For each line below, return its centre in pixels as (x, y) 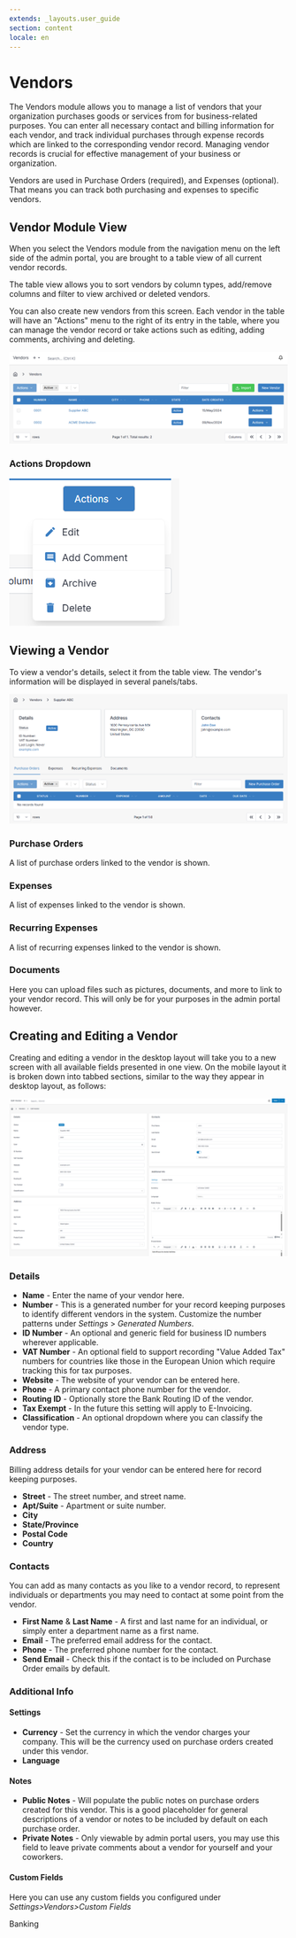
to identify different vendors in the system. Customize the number (142, 1314)
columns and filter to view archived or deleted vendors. (110, 294)
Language (41, 1761)
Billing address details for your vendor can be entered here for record (136, 1469)
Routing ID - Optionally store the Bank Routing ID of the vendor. (137, 1399)
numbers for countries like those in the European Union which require (148, 1361)
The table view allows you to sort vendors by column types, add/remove (140, 284)
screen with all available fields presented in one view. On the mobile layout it (148, 1067)
